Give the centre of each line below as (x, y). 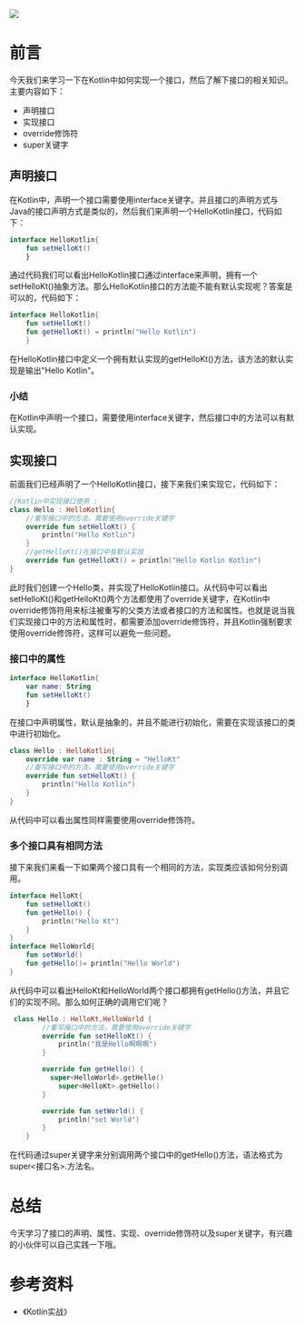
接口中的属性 (38, 658)
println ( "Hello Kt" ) (81, 921)
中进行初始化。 (37, 733)
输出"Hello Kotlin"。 (62, 370)
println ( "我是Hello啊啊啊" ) (107, 1044)
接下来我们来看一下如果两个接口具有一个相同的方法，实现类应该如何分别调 (148, 868)
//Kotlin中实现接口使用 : (54, 501)
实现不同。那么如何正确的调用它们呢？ (97, 1001)
